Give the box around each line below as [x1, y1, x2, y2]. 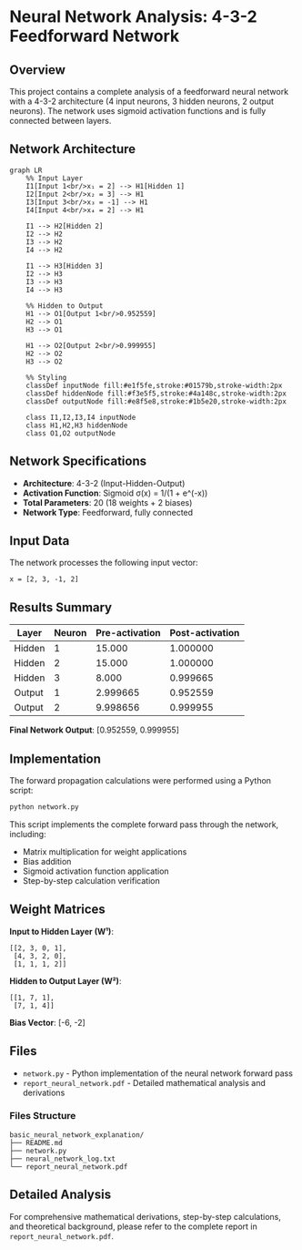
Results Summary [9, 599, 113, 615]
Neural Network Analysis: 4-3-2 [9, 6, 257, 27]
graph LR [9, 166, 43, 175]
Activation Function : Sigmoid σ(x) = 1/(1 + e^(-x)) [22, 487, 208, 498]
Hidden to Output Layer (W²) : [9, 975, 122, 986]
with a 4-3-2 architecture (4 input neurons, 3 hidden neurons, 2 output [9, 96, 275, 107]
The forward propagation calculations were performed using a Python [9, 775, 271, 786]
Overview [9, 62, 66, 77]
